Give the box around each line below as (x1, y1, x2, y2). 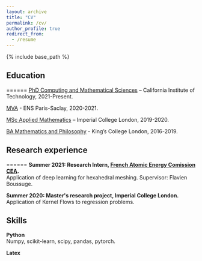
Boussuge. (6, 180, 33, 187)
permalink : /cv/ (6, 20, 47, 26)
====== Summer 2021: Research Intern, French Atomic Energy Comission (6, 161, 196, 168)
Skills (6, 215, 27, 226)
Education (6, 70, 46, 81)
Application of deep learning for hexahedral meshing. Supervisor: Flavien (6, 173, 188, 181)
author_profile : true (6, 25, 61, 32)
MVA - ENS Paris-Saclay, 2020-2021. (6, 104, 99, 112)
